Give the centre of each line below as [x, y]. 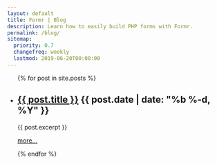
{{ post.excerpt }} [42, 127]
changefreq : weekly [41, 52]
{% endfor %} [37, 154]
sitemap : [20, 39]
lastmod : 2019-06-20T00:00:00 [57, 59]
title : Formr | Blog [37, 20]
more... [27, 140]
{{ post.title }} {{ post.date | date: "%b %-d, [114, 100]
